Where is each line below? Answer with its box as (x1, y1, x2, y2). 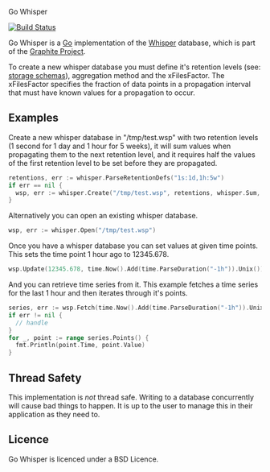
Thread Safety (8, 371, 82, 385)
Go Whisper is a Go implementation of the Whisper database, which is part (8, 38, 256, 48)
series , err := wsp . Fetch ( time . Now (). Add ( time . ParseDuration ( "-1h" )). (8, 304, 250, 313)
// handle (15, 318, 48, 327)
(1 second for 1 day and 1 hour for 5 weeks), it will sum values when (8, 141, 231, 151)
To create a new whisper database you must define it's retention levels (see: (8, 62, 261, 72)
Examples (8, 111, 59, 125)
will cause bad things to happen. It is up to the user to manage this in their (8, 401, 253, 410)
